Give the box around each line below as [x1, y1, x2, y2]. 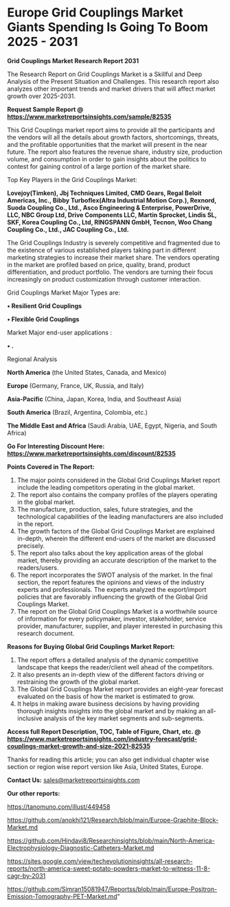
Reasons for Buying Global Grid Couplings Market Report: [7, 642, 175, 650]
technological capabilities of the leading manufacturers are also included [16, 512, 223, 520]
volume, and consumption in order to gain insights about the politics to [7, 154, 207, 163]
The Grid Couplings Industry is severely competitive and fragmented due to [7, 238, 221, 246]
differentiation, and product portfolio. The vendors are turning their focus [7, 268, 214, 276]
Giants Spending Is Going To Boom [7, 19, 209, 35]
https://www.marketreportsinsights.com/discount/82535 [7, 449, 176, 457]
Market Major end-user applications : [7, 328, 112, 336]
